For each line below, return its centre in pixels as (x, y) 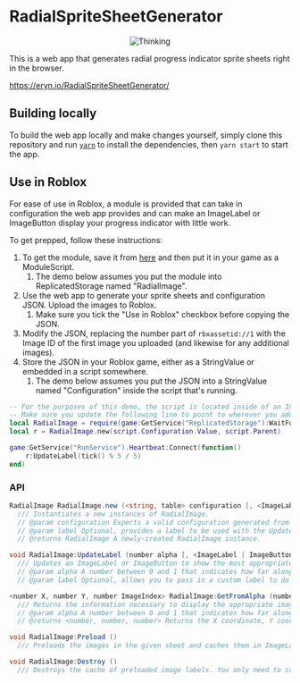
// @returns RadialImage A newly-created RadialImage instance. (139, 539)
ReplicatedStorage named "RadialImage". (111, 286)
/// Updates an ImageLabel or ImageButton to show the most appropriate (155, 564)
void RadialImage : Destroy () (63, 662)
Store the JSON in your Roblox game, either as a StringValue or (138, 362)
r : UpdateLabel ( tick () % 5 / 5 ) (83, 456)
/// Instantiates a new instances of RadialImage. (113, 514)
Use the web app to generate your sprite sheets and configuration (144, 295)
